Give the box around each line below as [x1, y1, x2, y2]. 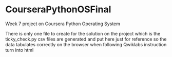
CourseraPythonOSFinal [5, 4, 111, 15]
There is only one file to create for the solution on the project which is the [5, 30, 161, 36]
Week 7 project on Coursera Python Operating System [5, 21, 121, 27]
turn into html [5, 47, 34, 53]
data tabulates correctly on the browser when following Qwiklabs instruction [5, 41, 167, 47]
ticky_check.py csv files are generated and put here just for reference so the [5, 36, 167, 42]
